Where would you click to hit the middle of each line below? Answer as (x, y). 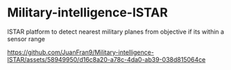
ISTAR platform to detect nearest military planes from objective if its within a (115, 32)
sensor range (26, 38)
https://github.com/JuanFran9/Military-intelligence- (81, 52)
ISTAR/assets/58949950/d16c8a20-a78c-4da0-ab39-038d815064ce (106, 59)
